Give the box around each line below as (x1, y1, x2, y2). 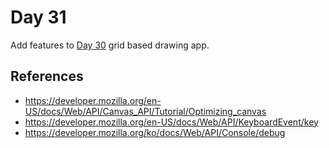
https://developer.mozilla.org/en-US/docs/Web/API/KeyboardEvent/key (24, 116, 319, 128)
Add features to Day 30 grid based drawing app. (10, 39, 210, 51)
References (10, 68, 84, 85)
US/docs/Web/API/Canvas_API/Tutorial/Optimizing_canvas (24, 105, 267, 117)
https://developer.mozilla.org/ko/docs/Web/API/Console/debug (24, 126, 286, 138)
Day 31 (10, 6, 67, 29)
